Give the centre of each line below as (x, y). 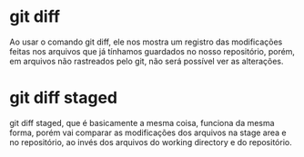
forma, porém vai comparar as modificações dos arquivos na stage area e (148, 132)
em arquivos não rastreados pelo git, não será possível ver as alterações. (147, 61)
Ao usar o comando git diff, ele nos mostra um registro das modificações (146, 42)
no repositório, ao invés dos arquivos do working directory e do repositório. (151, 142)
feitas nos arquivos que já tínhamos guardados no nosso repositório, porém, (152, 51)
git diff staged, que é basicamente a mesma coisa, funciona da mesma (142, 123)
